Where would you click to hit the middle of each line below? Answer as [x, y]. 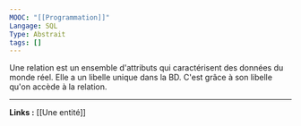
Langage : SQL [34, 26]
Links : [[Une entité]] [48, 113]
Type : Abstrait [38, 34]
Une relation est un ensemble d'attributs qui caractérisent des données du [146, 68]
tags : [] [26, 42]
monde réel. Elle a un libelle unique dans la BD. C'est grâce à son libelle [141, 78]
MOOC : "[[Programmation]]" [60, 17]
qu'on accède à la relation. [58, 87]
